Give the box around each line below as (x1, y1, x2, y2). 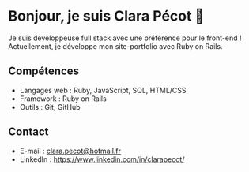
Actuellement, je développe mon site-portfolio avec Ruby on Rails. (8, 41, 223, 50)
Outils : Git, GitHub (19, 102, 81, 111)
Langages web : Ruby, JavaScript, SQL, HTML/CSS (19, 85, 187, 95)
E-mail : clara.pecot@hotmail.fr (19, 146, 121, 155)
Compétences (8, 65, 80, 78)
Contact (8, 125, 49, 139)
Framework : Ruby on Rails (19, 94, 107, 103)
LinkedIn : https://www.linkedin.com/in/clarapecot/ (19, 154, 185, 164)
